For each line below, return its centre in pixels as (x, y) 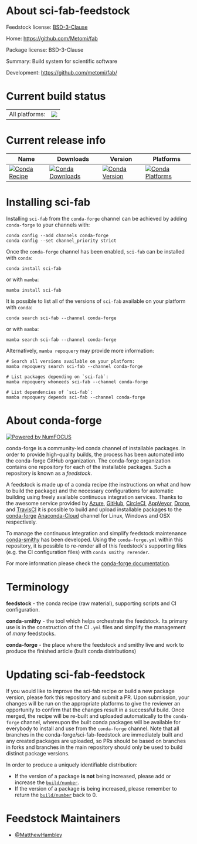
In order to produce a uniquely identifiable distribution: (72, 765)
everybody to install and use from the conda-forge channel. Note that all (93, 728)
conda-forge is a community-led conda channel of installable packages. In (96, 448)
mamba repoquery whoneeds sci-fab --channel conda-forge (77, 382)
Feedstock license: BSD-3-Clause (47, 27)
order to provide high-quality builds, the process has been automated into (95, 454)
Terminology (38, 587)
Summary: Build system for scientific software (62, 61)
